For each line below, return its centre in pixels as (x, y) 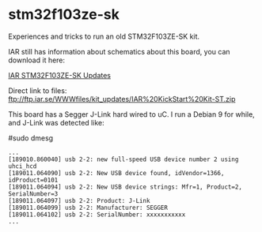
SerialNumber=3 (33, 194)
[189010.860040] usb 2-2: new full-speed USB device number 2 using (123, 159)
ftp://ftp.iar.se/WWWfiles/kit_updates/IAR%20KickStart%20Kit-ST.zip (122, 99)
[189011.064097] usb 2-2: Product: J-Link (79, 200)
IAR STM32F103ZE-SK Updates (59, 75)
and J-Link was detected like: (56, 122)
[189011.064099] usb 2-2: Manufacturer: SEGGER (88, 208)
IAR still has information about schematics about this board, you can (120, 51)
